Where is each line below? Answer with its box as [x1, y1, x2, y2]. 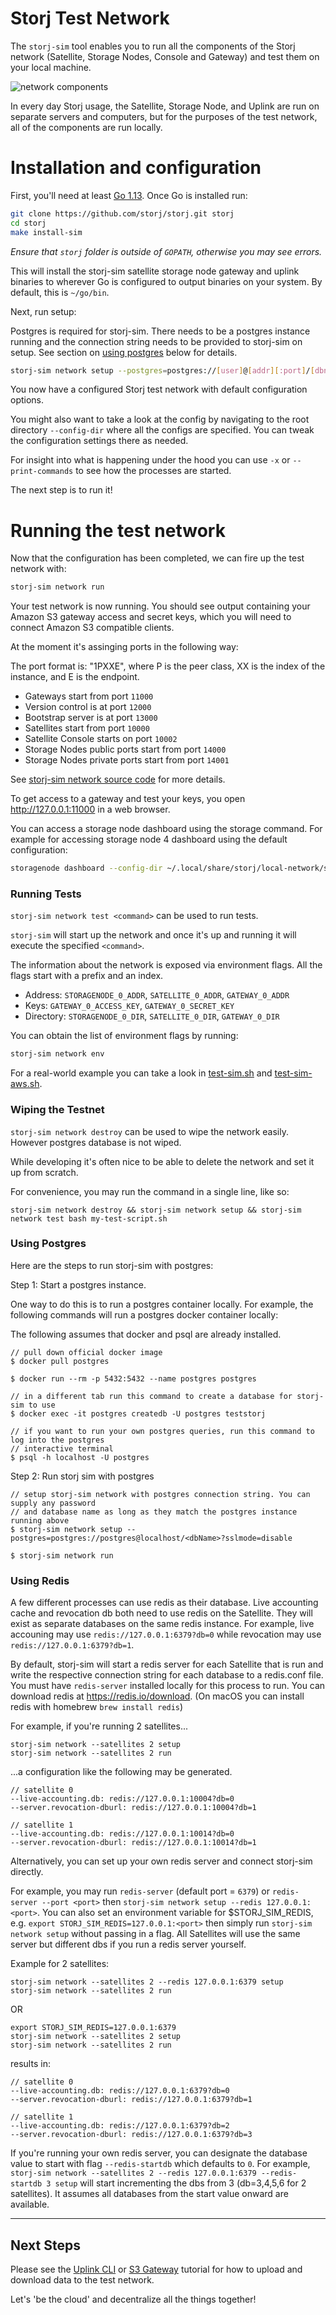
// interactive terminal [10, 1443, 114, 1454]
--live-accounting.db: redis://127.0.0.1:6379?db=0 [10, 2086, 230, 2096]
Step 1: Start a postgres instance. [10, 1278, 147, 1291]
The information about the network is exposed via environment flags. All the [10, 959, 323, 971]
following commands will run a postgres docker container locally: [10, 1308, 279, 1321]
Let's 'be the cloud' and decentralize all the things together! [10, 2293, 257, 2305]
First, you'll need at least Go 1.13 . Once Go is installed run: [10, 189, 248, 201]
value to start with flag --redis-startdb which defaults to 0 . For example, [10, 2158, 311, 2170]
